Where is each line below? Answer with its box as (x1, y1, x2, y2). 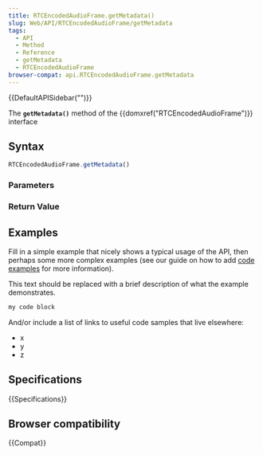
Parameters (8, 180, 54, 191)
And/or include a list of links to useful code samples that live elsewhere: (8, 317, 245, 327)
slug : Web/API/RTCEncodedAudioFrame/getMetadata (8, 19, 173, 27)
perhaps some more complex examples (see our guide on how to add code (8, 255, 255, 265)
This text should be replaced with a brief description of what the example (8, 279, 249, 288)
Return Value (8, 201, 60, 212)
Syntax (8, 140, 45, 154)
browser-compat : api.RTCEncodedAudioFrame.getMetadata (8, 71, 194, 79)
